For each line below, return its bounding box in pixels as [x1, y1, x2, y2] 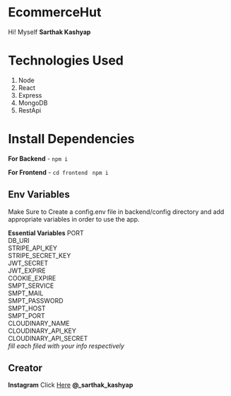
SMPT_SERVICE [8, 281, 54, 290]
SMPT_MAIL [8, 288, 44, 298]
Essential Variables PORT [8, 228, 84, 237]
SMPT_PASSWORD [8, 296, 64, 305]
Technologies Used [8, 52, 124, 69]
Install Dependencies [8, 131, 135, 147]
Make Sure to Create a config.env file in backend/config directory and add [8, 207, 225, 216]
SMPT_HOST [8, 304, 46, 312]
